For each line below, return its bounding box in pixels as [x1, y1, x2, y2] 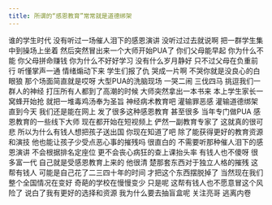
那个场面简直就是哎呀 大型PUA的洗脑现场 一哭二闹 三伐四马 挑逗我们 [24, 76, 254, 85]
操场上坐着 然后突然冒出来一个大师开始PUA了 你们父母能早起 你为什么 [22, 46, 257, 55]
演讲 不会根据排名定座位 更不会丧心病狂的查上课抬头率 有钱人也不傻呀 [15, 147, 249, 157]
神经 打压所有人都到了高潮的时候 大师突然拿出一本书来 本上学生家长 [29, 86, 257, 96]
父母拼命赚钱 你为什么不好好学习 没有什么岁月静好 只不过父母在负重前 [24, 55, 258, 65]
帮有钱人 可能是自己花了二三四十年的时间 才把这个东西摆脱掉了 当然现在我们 [8, 168, 264, 177]
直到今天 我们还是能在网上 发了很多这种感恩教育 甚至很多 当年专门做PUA [8, 107, 252, 116]
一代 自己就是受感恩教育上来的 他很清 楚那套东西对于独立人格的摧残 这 [22, 157, 258, 167]
